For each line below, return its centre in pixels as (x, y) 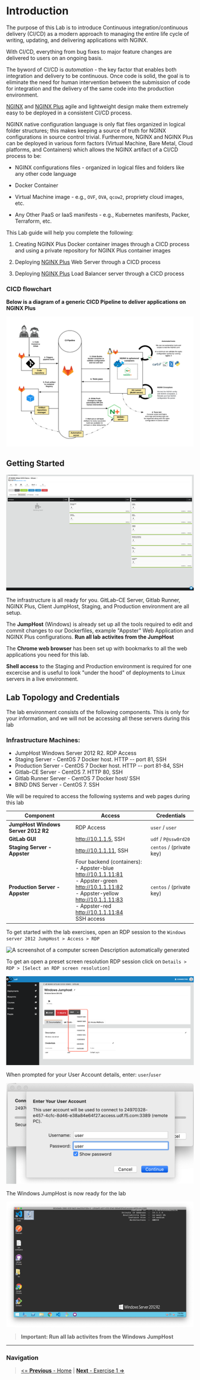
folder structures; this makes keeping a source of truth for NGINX (86, 130)
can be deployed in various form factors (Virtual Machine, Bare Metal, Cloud (100, 143)
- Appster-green (96, 881)
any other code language (46, 173)
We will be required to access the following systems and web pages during (98, 796)
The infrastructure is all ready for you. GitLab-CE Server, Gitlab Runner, (93, 600)
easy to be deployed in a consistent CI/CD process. (69, 113)
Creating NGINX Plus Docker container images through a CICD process (102, 244)
